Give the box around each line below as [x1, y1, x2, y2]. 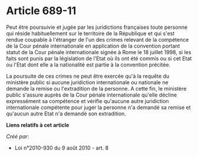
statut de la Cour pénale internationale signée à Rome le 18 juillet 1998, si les [6, 48, 192, 55]
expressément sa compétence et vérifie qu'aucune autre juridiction [6, 97, 169, 104]
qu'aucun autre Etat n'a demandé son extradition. [6, 110, 127, 117]
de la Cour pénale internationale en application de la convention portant [6, 42, 180, 49]
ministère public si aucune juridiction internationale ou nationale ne [6, 78, 169, 86]
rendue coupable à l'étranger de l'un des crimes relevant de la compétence [6, 36, 189, 43]
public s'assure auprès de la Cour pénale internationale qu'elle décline [6, 91, 177, 98]
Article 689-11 [6, 4, 77, 18]
